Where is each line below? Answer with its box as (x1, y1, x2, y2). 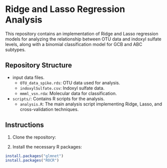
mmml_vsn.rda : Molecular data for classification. (19, 90, 117, 96)
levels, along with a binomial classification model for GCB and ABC (5, 41, 142, 47)
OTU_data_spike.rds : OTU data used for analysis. (19, 79, 120, 85)
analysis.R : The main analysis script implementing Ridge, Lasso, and (19, 101, 162, 107)
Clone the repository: (12, 134, 56, 140)
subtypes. (5, 46, 26, 52)
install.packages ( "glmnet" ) (5, 153, 64, 158)
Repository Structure (5, 61, 72, 69)
